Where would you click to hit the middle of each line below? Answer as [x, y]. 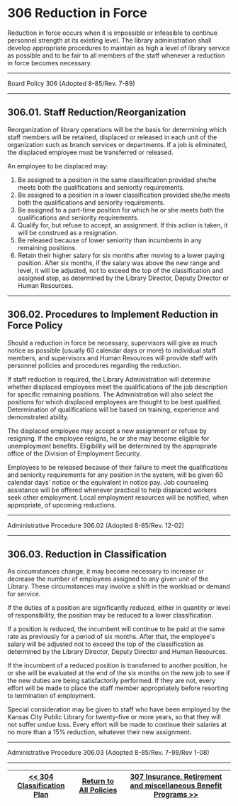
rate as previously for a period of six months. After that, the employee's [111, 637]
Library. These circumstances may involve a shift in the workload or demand [119, 586]
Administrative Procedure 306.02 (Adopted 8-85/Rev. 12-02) [96, 525]
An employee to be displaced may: [58, 166]
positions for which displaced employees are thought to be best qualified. [114, 402]
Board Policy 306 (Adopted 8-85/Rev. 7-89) [72, 83]
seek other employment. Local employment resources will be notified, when [118, 497]
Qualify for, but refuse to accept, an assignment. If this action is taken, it [123, 225]
